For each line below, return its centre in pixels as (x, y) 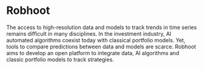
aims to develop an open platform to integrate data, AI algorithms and (93, 53)
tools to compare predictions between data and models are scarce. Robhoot (101, 47)
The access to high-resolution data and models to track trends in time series (101, 27)
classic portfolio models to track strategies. (60, 59)
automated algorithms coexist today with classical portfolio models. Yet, (96, 40)
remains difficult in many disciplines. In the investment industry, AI (89, 33)
